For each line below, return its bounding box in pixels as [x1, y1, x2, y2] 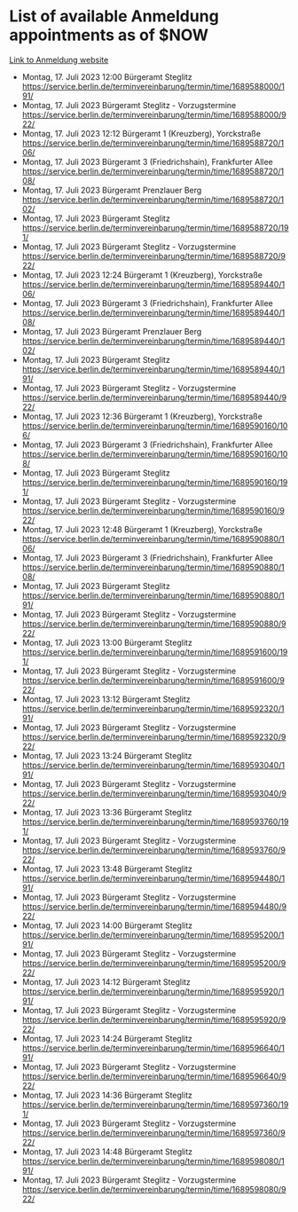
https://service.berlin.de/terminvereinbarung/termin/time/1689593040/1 [21, 759, 286, 770]
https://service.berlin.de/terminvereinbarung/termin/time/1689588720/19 [21, 222, 289, 232]
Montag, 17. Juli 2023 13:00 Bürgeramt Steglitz [21, 637, 192, 648]
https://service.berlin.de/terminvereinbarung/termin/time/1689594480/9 [21, 901, 286, 911]
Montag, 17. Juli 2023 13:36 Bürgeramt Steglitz [21, 807, 192, 817]
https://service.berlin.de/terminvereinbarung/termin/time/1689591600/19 [21, 646, 288, 657]
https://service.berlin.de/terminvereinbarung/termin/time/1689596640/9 [21, 1071, 286, 1082]
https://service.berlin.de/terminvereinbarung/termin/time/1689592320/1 [21, 703, 285, 713]
